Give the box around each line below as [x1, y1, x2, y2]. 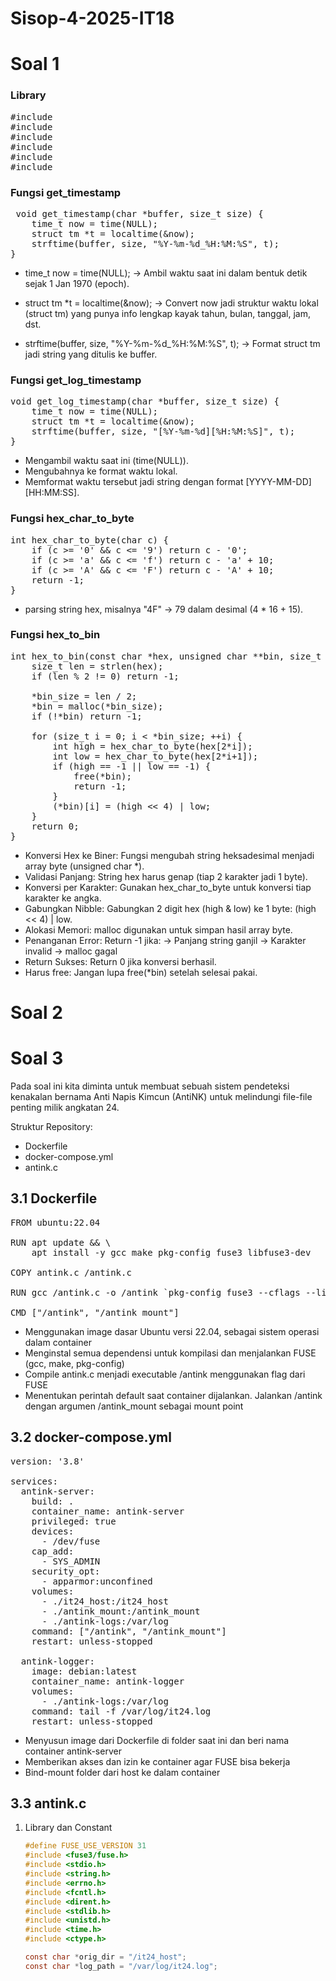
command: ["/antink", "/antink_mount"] [31, 1625, 227, 1637]
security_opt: [31, 1565, 101, 1577]
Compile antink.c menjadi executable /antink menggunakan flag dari [24, 1368, 306, 1380]
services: [10, 1475, 58, 1487]
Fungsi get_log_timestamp [10, 373, 142, 387]
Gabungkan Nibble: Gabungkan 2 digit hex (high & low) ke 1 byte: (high [24, 902, 317, 914]
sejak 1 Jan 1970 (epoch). [24, 277, 130, 289]
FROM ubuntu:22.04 [10, 1217, 101, 1228]
